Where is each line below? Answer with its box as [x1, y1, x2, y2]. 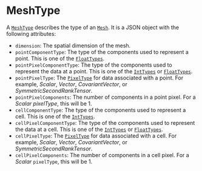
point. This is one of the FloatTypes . [15, 55, 105, 62]
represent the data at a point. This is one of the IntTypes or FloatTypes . [15, 67, 193, 75]
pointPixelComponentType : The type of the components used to [15, 61, 172, 69]
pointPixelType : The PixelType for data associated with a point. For [15, 74, 184, 81]
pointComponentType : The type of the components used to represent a [15, 48, 189, 55]
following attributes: [6, 30, 56, 37]
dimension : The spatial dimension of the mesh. [15, 42, 131, 49]
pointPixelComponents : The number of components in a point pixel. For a [15, 93, 196, 101]
